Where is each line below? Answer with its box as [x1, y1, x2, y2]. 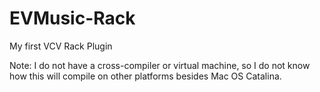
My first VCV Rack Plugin [9, 40, 113, 52]
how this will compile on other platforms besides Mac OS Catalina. [9, 70, 282, 82]
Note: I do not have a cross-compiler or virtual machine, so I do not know [9, 59, 311, 71]
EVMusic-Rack [9, 7, 136, 30]
